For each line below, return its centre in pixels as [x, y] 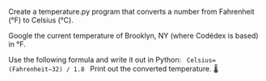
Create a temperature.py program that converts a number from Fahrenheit [131, 12]
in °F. [17, 44]
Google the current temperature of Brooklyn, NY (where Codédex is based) [133, 36]
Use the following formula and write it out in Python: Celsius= [112, 60]
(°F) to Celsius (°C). [41, 20]
